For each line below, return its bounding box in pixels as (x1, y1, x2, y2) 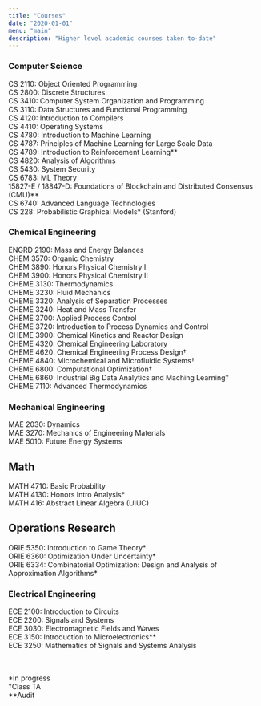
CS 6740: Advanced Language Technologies (8, 198, 156, 208)
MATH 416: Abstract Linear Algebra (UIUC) (8, 498, 150, 508)
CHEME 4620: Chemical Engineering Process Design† (8, 347, 187, 357)
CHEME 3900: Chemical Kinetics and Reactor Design (8, 330, 183, 339)
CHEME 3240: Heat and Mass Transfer (8, 304, 137, 314)
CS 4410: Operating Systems (8, 121, 104, 131)
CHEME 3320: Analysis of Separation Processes (8, 296, 168, 306)
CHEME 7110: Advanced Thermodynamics (8, 381, 147, 391)
